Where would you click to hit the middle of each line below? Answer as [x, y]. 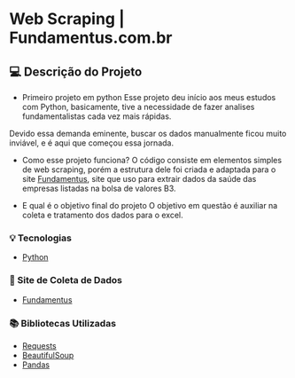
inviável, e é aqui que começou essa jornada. [92, 143]
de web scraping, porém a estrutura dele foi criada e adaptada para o [149, 169]
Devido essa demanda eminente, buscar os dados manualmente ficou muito [148, 134]
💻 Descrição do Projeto [76, 71]
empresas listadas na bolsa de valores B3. [99, 188]
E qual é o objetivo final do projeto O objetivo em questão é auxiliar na [150, 205]
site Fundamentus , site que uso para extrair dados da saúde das [139, 179]
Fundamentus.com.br [91, 38]
